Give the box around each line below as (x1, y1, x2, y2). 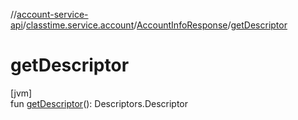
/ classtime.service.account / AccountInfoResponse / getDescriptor (22, 19, 288, 31)
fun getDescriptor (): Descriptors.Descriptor (10, 97, 189, 109)
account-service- (16, 9, 89, 20)
